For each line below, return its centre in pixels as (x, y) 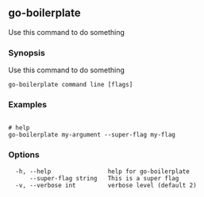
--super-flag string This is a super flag (104, 178)
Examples (28, 105)
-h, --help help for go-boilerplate (103, 171)
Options (24, 155)
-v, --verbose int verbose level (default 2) (106, 185)
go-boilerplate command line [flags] (71, 85)
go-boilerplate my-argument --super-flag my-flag (92, 135)
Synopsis (27, 52)
